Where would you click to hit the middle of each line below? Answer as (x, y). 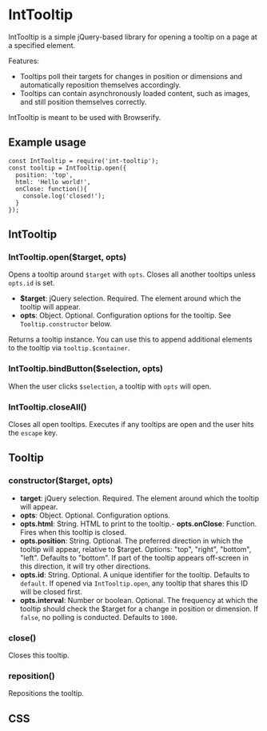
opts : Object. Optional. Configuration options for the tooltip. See (126, 316)
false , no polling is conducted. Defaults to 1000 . (98, 617)
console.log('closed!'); (64, 196)
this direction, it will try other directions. (85, 566)
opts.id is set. (32, 283)
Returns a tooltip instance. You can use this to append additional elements (130, 340)
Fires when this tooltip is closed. (73, 532)
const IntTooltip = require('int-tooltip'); (84, 161)
